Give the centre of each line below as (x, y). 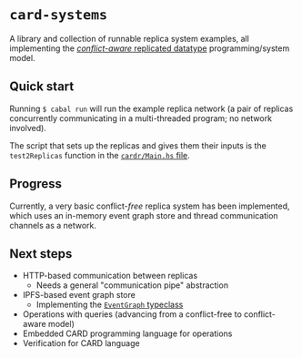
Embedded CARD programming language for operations (127, 333)
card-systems (58, 15)
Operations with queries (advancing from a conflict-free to (132, 314)
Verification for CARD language (81, 343)
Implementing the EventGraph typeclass (110, 305)
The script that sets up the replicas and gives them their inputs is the (138, 145)
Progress (35, 184)
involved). (28, 128)
